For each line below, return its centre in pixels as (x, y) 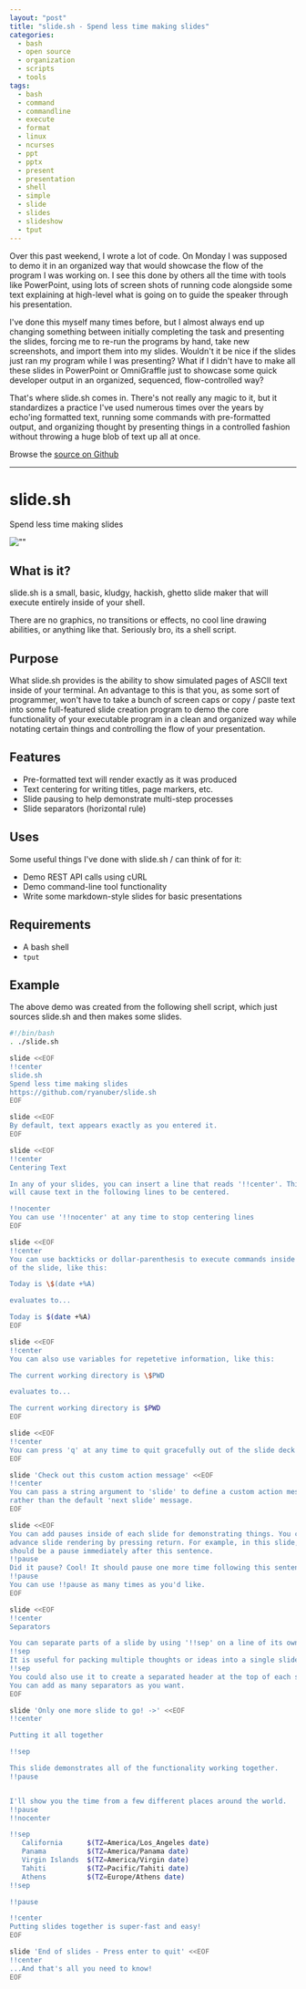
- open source (44, 52)
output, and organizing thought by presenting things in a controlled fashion (150, 427)
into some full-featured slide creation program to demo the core (129, 710)
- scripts (36, 69)
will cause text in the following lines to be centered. (120, 1192)
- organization (46, 60)
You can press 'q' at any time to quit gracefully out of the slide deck (153, 1450)
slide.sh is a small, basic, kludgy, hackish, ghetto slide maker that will (139, 593)
